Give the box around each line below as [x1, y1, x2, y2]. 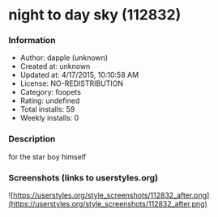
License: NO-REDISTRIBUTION [19, 79, 124, 88]
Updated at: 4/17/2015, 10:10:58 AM [19, 70, 139, 80]
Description [8, 134, 56, 145]
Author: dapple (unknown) [19, 53, 108, 62]
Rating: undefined [19, 96, 80, 106]
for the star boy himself [8, 151, 87, 161]
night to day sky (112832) [8, 6, 182, 24]
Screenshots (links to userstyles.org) [8, 172, 159, 183]
